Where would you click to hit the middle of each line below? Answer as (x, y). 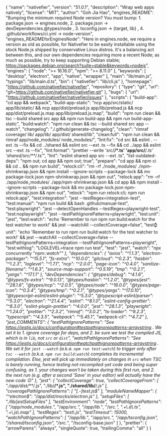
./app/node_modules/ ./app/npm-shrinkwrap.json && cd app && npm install (83, 182)
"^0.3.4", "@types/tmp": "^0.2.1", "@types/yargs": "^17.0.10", (80, 290)
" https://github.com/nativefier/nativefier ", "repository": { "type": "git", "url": (83, 87)
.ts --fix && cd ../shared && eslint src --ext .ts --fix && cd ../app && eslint (87, 145)
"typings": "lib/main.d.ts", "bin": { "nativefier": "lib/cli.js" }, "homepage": (79, 81)
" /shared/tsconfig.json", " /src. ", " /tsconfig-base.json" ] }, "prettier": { (76, 423)
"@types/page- (145, 285)
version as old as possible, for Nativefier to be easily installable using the (80, 44)
